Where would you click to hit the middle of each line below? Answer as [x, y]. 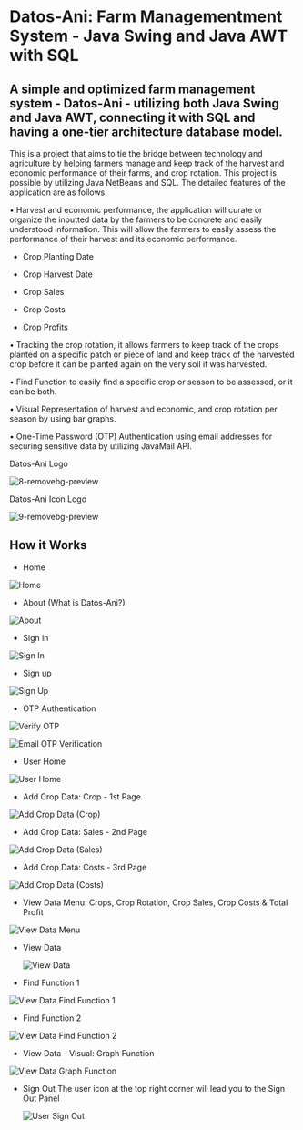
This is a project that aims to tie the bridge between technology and [136, 153]
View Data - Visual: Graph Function [88, 1053]
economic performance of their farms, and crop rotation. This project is [143, 173]
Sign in [35, 637]
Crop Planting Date [58, 256]
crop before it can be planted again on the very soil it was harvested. [138, 364]
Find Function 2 [52, 1018]
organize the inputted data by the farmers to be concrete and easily [136, 219]
